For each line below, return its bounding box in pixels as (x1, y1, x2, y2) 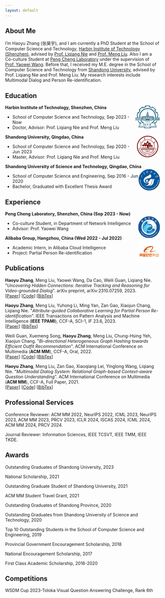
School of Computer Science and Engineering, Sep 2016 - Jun (12, 173, 138, 179)
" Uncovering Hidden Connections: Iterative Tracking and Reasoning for (5, 282, 150, 288)
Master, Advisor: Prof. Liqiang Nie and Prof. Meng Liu (12, 154, 120, 160)
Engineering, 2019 (5, 532, 42, 538)
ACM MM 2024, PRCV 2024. (5, 422, 63, 428)
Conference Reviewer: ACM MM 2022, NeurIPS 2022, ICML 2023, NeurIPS (5, 411, 157, 418)
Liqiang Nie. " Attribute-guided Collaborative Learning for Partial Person (5, 307, 150, 313)
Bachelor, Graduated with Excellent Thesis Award (12, 183, 112, 189)
